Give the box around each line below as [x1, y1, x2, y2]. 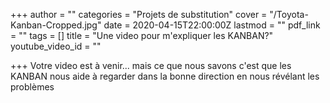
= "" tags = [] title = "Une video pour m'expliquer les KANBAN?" [10, 30, 274, 41]
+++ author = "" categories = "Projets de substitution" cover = [10, 9, 268, 20]
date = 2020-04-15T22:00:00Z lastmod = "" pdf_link [103, 19, 321, 31]
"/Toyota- [269, 9, 309, 20]
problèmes [10, 81, 55, 93]
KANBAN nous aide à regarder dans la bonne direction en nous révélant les [10, 70, 320, 82]
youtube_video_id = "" [10, 40, 102, 52]
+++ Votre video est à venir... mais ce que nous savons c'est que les [10, 60, 292, 71]
